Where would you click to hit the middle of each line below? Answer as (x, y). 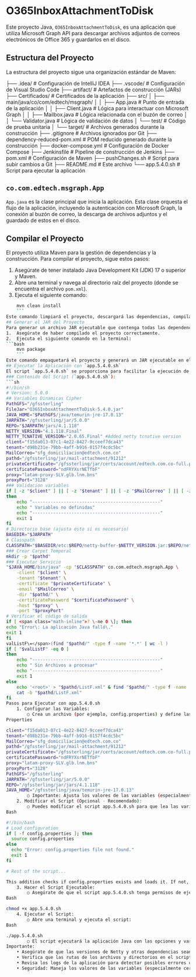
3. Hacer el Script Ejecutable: (56, 887)
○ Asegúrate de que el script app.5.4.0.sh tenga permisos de (104, 893)
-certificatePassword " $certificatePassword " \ (75, 600)
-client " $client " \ (41, 573)
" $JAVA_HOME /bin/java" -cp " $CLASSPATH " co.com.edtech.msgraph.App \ (92, 567)
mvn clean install (39, 306)
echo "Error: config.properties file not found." (73, 850)
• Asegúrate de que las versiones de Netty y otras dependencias (98, 952)
